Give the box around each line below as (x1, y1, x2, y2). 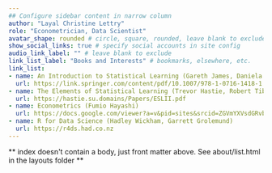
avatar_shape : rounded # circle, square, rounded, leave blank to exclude (8, 34, 266, 43)
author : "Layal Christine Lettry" (8, 19, 125, 27)
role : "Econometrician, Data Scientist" (8, 27, 147, 35)
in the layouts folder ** (8, 155, 84, 165)
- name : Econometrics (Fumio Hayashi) (8, 102, 139, 110)
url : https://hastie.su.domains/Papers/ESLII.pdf (15, 95, 186, 103)
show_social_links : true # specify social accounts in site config (8, 42, 241, 50)
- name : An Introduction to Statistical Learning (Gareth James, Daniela (8, 72, 263, 80)
